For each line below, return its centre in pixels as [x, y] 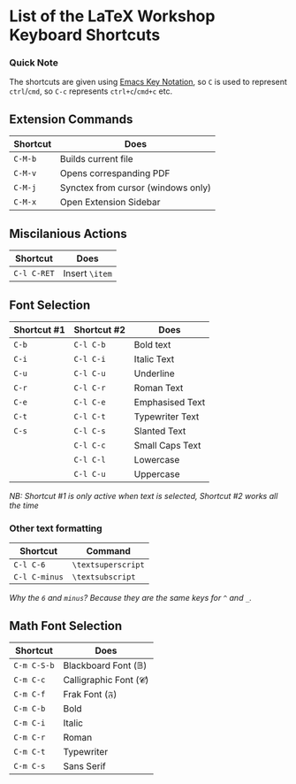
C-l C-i [90, 359]
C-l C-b [90, 344]
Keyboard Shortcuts [85, 35]
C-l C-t [90, 416]
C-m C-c [30, 680]
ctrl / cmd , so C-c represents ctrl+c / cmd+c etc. [91, 91]
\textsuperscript [108, 565]
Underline [154, 373]
